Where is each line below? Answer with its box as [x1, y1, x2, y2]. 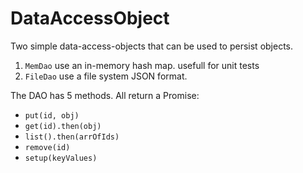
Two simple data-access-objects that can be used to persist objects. [10, 40, 294, 52]
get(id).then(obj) [24, 121, 102, 131]
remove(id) [24, 142, 71, 152]
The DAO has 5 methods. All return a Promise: [10, 89, 200, 101]
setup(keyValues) [24, 153, 98, 163]
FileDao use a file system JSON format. [24, 70, 188, 82]
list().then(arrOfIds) [24, 132, 120, 142]
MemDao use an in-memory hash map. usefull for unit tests [24, 59, 260, 71]
